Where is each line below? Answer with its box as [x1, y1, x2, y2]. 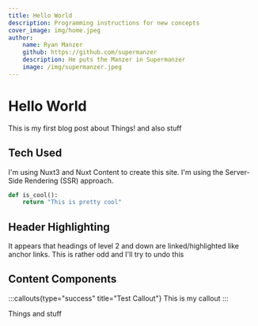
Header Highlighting [8, 220, 111, 233]
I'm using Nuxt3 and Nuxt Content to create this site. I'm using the [8, 167, 224, 176]
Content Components [8, 272, 117, 286]
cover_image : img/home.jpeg [8, 26, 101, 34]
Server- [225, 167, 251, 176]
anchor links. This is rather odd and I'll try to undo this [8, 250, 184, 260]
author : [8, 33, 34, 42]
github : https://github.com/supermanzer [22, 48, 157, 56]
